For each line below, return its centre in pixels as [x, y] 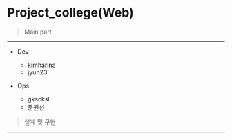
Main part [38, 32]
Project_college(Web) [70, 13]
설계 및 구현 [40, 121]
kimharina [42, 65]
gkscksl [38, 99]
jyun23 [37, 72]
